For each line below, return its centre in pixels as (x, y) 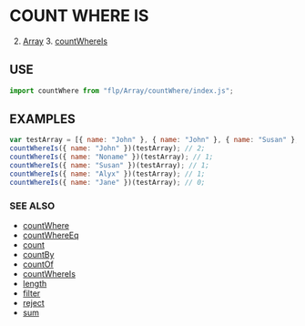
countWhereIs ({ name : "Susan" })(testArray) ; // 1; (109, 166)
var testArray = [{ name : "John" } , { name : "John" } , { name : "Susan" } (152, 140)
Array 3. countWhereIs (65, 41)
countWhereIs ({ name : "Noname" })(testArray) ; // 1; (112, 157)
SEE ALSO (32, 206)
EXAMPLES (42, 119)
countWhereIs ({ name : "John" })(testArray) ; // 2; (107, 148)
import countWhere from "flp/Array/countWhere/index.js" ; (122, 91)
